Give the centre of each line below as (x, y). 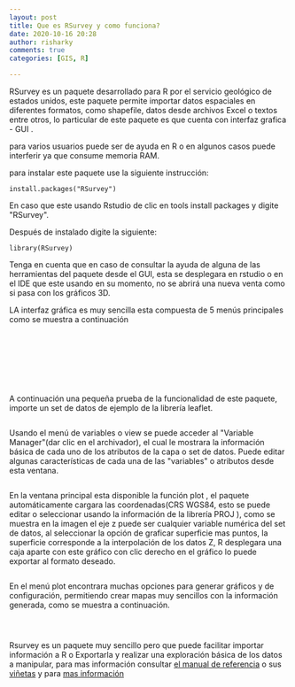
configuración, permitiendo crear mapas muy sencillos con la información (144, 595)
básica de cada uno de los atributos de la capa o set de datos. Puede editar (147, 452)
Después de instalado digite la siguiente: (83, 232)
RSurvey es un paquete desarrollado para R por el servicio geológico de (140, 91)
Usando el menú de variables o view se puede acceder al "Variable (132, 433)
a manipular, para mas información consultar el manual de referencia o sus (145, 664)
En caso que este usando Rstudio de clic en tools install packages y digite (144, 205)
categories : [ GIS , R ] (49, 58)
